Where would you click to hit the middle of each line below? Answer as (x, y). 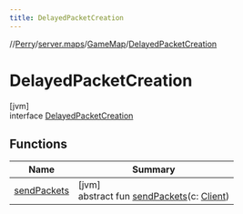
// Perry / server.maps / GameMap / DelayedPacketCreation (113, 44)
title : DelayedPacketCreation (67, 18)
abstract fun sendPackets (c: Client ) (154, 197)
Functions (39, 143)
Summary (153, 169)
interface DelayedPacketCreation (71, 116)
